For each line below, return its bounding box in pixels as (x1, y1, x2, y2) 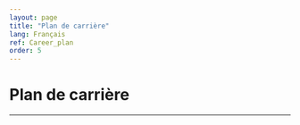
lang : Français (9, 29, 66, 38)
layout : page (9, 12, 58, 22)
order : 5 (9, 46, 42, 55)
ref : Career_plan (9, 37, 74, 47)
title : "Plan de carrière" (9, 21, 110, 30)
